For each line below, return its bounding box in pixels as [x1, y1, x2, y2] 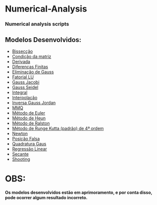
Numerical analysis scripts [5, 21, 69, 28]
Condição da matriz [12, 53, 52, 59]
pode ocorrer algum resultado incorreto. [5, 194, 88, 200]
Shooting [12, 156, 30, 162]
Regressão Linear [12, 146, 47, 152]
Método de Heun [12, 115, 46, 121]
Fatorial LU [12, 74, 34, 80]
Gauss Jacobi [12, 79, 40, 85]
